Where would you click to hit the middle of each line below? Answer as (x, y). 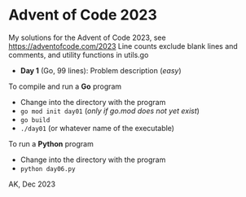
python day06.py (48, 169)
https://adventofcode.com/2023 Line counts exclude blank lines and (123, 46)
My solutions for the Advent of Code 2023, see (87, 37)
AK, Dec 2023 (32, 184)
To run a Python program (51, 143)
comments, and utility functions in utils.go (79, 55)
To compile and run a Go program (65, 86)
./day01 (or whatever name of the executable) (97, 128)
